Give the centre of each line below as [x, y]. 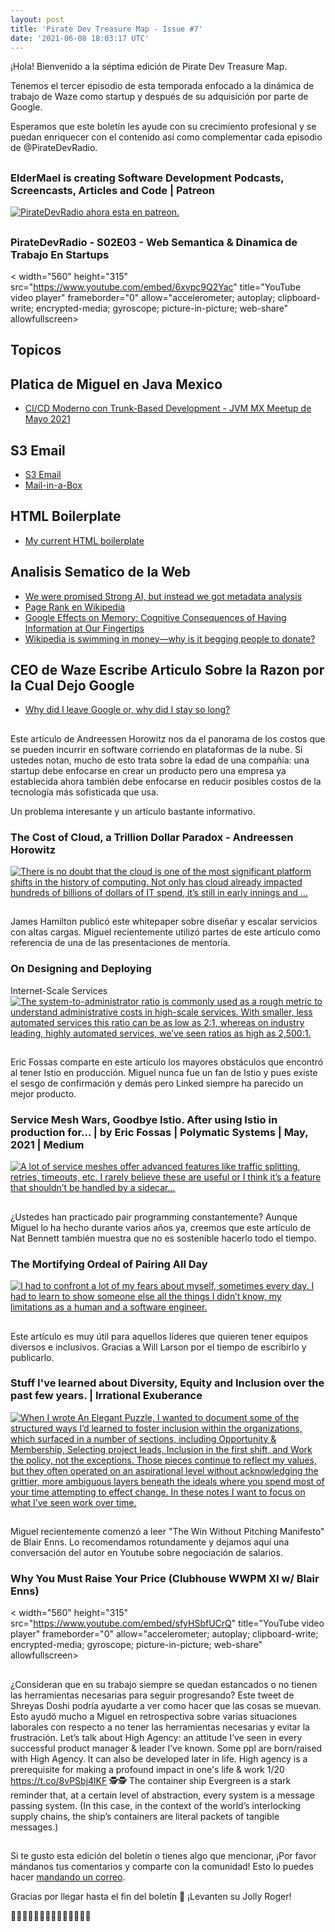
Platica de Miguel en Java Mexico [116, 384]
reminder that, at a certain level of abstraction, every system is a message [163, 1795]
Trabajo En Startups [60, 254]
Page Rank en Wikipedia [75, 607]
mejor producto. [43, 1094]
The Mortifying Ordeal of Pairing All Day [109, 1264]
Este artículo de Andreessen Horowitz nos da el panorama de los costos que [168, 738]
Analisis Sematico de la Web [100, 572]
